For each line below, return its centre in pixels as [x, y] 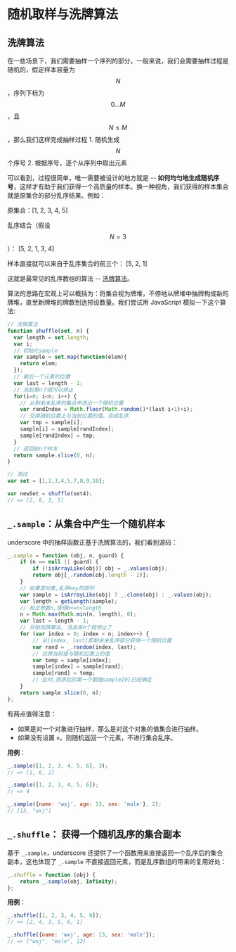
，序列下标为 [26, 93]
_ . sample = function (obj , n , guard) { [66, 556]
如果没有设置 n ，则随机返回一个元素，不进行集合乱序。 [97, 737]
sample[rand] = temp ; [64, 673]
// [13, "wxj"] [29, 811]
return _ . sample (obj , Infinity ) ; [69, 881]
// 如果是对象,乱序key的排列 [57, 588]
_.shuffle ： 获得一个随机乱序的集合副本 [94, 834]
